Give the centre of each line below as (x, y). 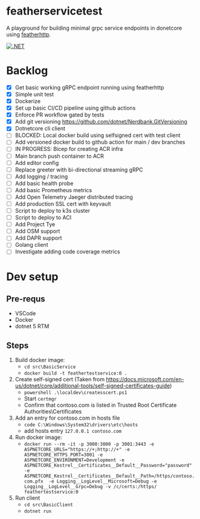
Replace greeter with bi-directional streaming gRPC (79, 169)
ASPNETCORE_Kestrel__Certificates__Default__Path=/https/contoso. (109, 476)
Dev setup (32, 276)
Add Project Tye (35, 224)
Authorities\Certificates (53, 412)
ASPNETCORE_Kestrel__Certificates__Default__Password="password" (108, 466)
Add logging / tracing (41, 176)
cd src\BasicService (50, 367)
